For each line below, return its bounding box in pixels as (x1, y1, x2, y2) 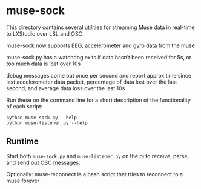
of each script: (6, 102, 43, 110)
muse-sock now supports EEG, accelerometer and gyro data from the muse (6, 42, 195, 49)
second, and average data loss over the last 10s (6, 84, 125, 91)
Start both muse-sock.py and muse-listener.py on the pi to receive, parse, (6, 152, 189, 159)
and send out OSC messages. (6, 159, 81, 166)
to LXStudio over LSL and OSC (6, 30, 83, 37)
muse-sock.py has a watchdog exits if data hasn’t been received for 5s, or (6, 53, 192, 61)
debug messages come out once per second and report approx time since (6, 71, 192, 79)
